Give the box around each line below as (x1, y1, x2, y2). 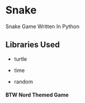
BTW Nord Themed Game (5, 91, 69, 98)
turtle (13, 55, 28, 62)
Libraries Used (5, 40, 60, 50)
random (13, 78, 33, 85)
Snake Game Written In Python (5, 23, 80, 30)
